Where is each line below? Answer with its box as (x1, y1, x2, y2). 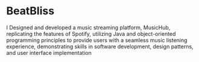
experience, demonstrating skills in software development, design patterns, (6, 43, 194, 50)
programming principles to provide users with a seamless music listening (6, 36, 188, 44)
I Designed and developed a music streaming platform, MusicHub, (6, 24, 171, 31)
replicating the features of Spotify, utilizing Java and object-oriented (6, 30, 176, 37)
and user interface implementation (6, 49, 92, 56)
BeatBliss (6, 4, 55, 18)
